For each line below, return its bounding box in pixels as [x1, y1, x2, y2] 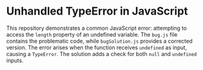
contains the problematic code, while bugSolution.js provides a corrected [6, 37, 193, 44]
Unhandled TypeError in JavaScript [6, 4, 188, 18]
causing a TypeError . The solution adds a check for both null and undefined [6, 50, 197, 57]
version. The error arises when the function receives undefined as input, [6, 44, 187, 51]
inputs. [6, 57, 24, 64]
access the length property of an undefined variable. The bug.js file [6, 30, 178, 38]
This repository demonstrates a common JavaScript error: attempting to [6, 24, 187, 32]
